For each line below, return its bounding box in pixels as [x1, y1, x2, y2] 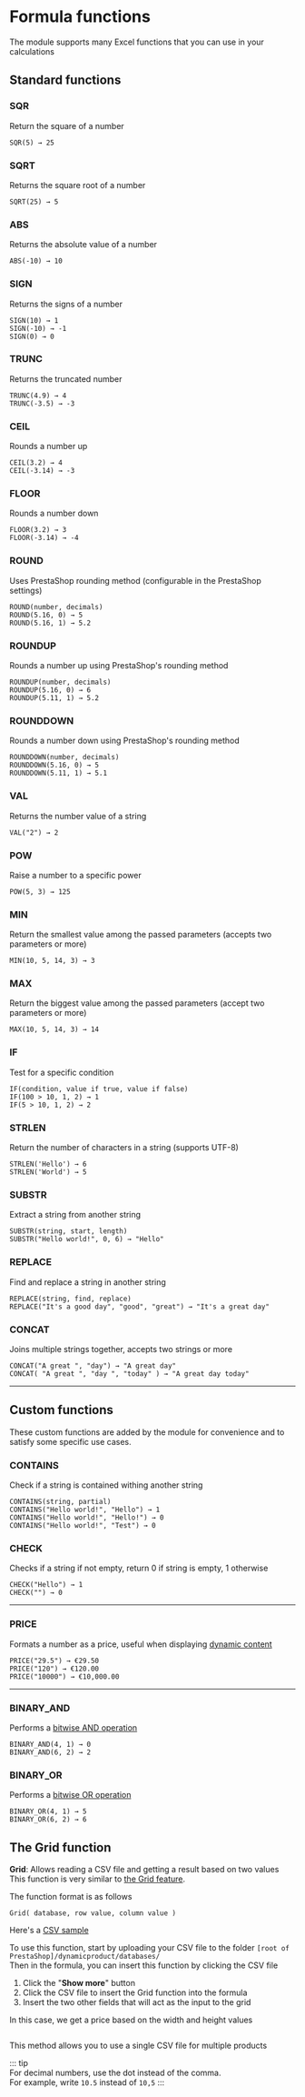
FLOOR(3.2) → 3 [9, 526, 67, 535]
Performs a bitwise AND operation [9, 1721, 138, 1733]
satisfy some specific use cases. [9, 1436, 132, 1447]
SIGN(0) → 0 [9, 332, 54, 341]
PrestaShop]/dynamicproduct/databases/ [9, 1952, 161, 1962]
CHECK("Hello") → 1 [9, 1580, 84, 1590]
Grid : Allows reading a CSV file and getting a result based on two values [9, 1864, 280, 1875]
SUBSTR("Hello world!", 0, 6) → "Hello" [9, 1235, 165, 1244]
